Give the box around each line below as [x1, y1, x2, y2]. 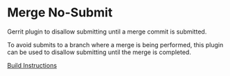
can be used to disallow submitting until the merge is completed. [7, 48, 192, 56]
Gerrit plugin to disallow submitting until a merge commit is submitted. [7, 27, 207, 36]
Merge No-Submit [7, 5, 113, 21]
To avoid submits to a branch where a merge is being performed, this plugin [7, 40, 224, 49]
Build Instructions [7, 61, 57, 69]
